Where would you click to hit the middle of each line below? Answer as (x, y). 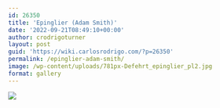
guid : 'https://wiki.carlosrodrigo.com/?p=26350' (91, 52)
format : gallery (35, 74)
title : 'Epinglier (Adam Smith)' (63, 23)
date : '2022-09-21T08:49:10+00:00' (66, 30)
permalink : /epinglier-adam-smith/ (66, 59)
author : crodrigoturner (47, 37)
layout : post (29, 45)
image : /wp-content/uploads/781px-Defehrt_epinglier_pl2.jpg (110, 67)
